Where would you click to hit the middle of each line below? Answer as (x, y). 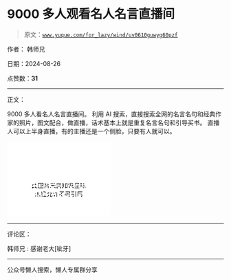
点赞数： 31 (23, 78)
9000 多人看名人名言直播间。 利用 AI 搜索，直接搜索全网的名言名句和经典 (111, 114)
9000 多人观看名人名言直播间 (91, 14)
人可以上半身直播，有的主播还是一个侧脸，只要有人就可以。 (91, 131)
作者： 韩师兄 (26, 49)
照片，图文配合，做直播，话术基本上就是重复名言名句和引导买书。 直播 (119, 122)
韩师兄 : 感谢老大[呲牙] (39, 248)
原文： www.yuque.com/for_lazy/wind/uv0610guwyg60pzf (101, 34)
